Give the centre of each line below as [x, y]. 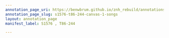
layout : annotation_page [31, 19]
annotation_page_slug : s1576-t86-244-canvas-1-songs [62, 14]
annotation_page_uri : [28, 10]
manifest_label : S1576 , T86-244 [40, 23]
